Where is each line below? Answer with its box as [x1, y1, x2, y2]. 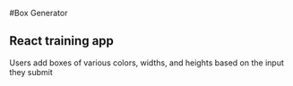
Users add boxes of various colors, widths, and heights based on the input [9, 57, 284, 68]
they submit [9, 66, 54, 77]
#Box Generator [9, 8, 68, 18]
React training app [9, 33, 115, 48]
